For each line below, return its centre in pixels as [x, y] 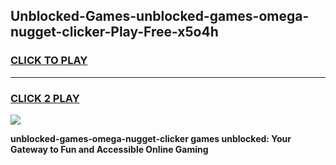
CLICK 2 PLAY [45, 98]
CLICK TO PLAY [49, 61]
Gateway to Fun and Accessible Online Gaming [109, 149]
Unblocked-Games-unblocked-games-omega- [160, 16]
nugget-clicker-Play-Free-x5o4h [114, 32]
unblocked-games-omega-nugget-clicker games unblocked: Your [151, 138]
